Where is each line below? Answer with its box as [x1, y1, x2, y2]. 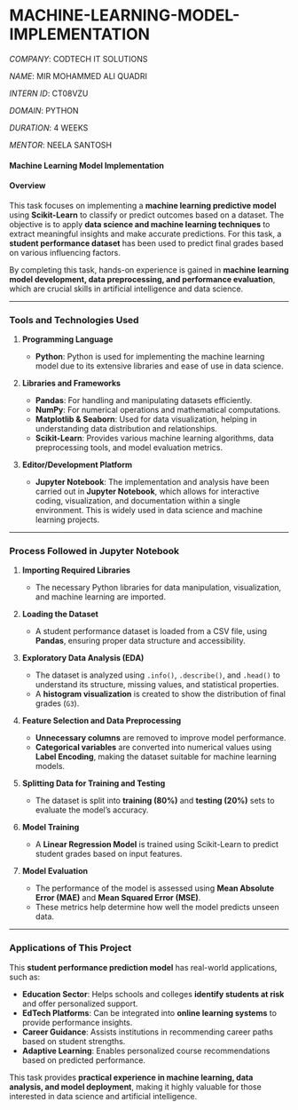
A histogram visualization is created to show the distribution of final [35, 689, 286, 700]
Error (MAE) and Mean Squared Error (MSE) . [35, 892, 201, 903]
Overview [9, 180, 46, 191]
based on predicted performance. [21, 1054, 146, 1066]
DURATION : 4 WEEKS [9, 122, 89, 133]
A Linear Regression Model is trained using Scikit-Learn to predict [35, 839, 279, 850]
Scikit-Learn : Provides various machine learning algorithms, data [35, 432, 275, 444]
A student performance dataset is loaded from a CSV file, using [35, 626, 268, 637]
